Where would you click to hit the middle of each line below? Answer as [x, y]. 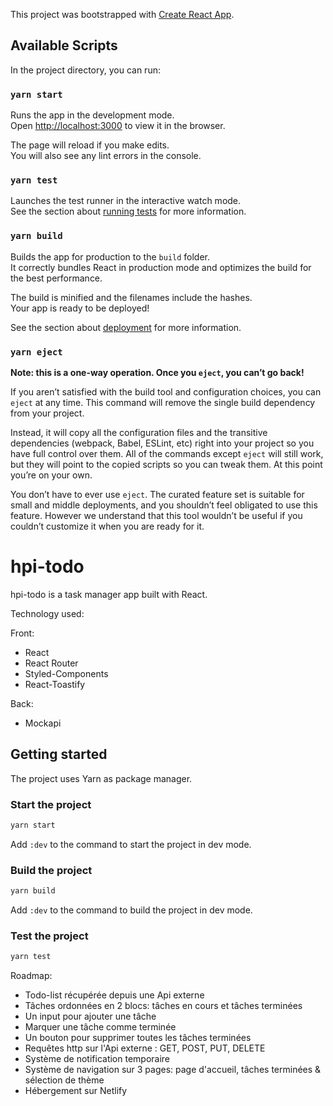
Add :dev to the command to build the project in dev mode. [131, 910]
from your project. [47, 413]
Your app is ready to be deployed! [80, 308]
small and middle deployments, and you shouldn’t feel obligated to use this [164, 505]
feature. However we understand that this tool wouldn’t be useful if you [156, 515]
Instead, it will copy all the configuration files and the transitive [139, 432]
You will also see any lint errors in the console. [106, 156]
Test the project [49, 936]
